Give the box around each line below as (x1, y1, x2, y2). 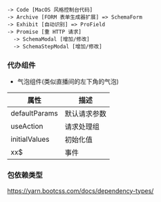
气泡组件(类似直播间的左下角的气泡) (17, 77, 120, 86)
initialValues (10, 134, 50, 144)
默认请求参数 (64, 109, 107, 119)
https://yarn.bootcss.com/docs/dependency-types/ (7, 186, 154, 195)
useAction (10, 122, 44, 131)
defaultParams (10, 109, 59, 118)
